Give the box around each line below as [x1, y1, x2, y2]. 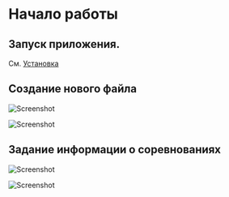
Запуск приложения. [8, 37, 120, 51]
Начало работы [8, 5, 119, 24]
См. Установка [8, 58, 59, 68]
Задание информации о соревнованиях [8, 143, 221, 156]
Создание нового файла [8, 82, 138, 96]
